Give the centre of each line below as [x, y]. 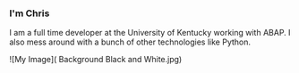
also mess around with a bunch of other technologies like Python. [130, 42]
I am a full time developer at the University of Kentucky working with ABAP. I [150, 33]
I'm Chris [30, 13]
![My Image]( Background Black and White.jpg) [96, 60]
